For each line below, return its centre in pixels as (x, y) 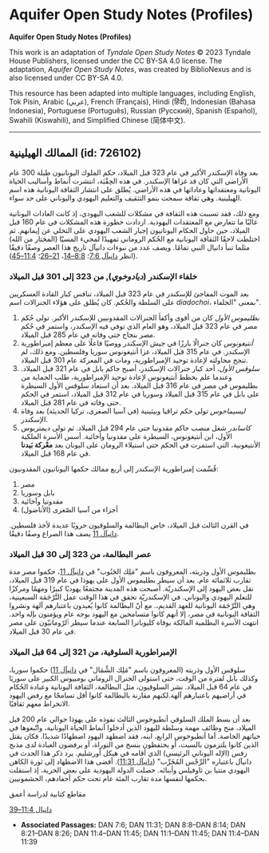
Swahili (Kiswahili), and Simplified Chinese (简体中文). (97, 120)
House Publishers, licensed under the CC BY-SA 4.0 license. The (116, 61)
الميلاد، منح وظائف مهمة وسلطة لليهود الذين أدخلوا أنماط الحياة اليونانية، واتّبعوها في (133, 727)
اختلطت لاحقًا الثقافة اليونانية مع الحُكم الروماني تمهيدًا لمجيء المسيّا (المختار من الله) (134, 239)
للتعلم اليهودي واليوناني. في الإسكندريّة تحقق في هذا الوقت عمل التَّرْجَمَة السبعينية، (131, 597)
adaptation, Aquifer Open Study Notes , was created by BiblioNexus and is (131, 69)
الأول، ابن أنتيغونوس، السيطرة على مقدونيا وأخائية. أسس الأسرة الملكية (126, 436)
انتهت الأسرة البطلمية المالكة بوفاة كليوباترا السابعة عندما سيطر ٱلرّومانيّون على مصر (134, 622)
